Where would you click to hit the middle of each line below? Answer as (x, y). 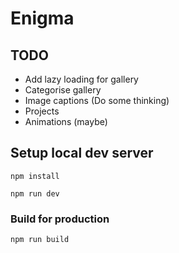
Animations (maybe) (66, 121)
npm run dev (35, 193)
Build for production (60, 219)
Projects (42, 111)
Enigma (42, 18)
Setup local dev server (82, 153)
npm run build (40, 240)
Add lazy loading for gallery (81, 79)
